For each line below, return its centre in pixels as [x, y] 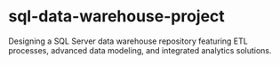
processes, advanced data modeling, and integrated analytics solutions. [140, 50]
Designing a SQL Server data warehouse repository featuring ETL [128, 41]
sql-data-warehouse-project [117, 16]
